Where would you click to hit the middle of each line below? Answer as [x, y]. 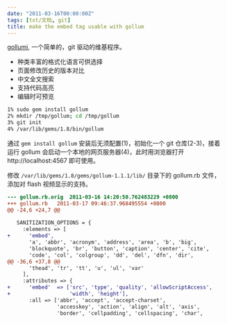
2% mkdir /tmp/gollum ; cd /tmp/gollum [63, 116]
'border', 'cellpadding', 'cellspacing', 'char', [130, 313]
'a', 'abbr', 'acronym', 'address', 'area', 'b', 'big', [113, 242]
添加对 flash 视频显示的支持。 [49, 184]
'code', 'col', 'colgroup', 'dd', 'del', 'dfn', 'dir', [111, 255]
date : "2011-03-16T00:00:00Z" [51, 14]
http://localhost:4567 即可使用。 [53, 160]
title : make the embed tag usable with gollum [76, 26]
